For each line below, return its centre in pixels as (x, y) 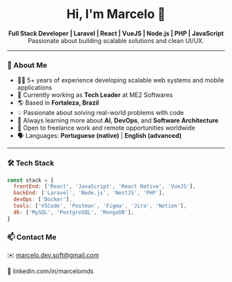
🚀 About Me (27, 65)
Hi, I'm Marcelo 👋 (116, 14)
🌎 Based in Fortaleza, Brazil (58, 103)
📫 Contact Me (32, 237)
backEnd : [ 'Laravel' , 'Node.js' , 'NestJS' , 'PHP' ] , (89, 193)
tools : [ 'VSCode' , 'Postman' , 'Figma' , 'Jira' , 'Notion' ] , (100, 206)
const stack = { (30, 180)
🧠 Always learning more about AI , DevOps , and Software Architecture (118, 121)
